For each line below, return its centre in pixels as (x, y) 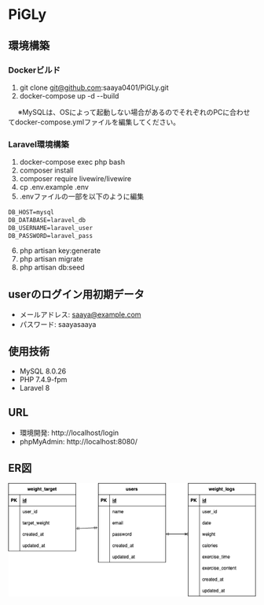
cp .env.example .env (54, 187)
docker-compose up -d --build (69, 95)
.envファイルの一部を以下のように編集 (81, 197)
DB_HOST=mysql (31, 213)
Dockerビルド (35, 70)
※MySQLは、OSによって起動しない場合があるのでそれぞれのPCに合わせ (134, 112)
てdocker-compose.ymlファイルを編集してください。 (94, 122)
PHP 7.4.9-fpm (43, 379)
